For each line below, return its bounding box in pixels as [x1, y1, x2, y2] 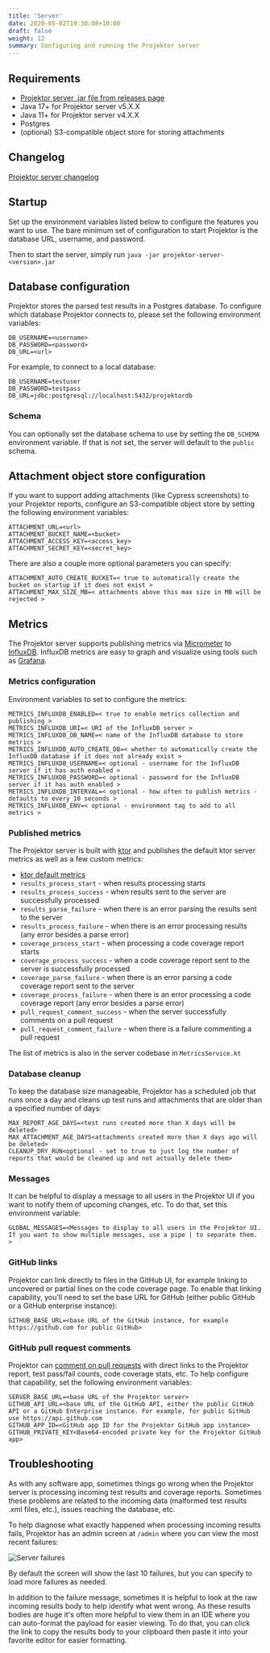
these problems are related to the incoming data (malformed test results [8, 1496, 247, 1506]
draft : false [8, 27, 52, 35]
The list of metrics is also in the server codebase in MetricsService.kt [8, 1048, 242, 1057]
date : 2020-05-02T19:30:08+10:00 [8, 19, 121, 27]
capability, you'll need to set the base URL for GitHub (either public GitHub [8, 1292, 255, 1302]
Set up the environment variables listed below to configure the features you [8, 217, 260, 226]
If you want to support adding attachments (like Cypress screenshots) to [8, 491, 249, 500]
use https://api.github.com [8, 1414, 103, 1422]
